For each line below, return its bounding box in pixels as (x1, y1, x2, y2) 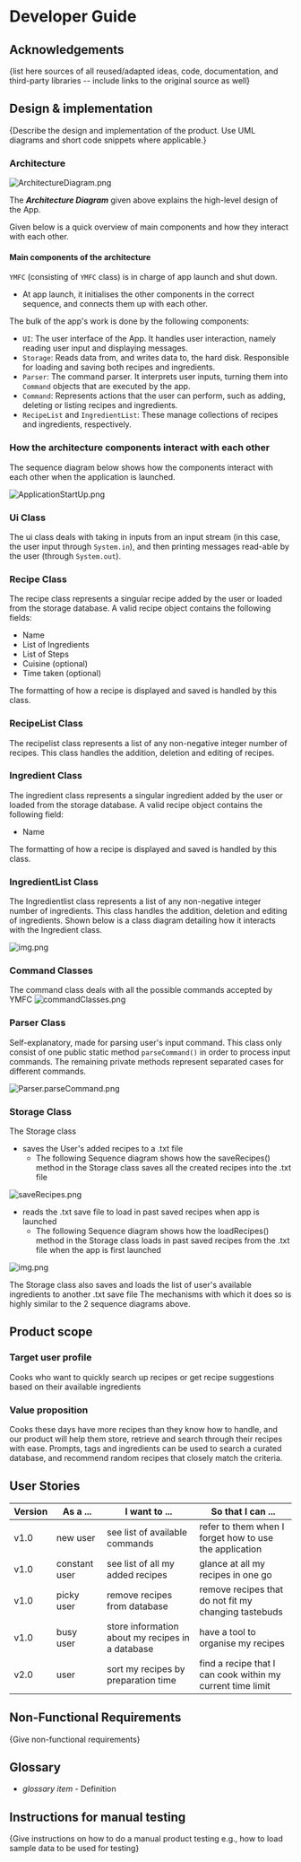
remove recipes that (199, 1583, 284, 1596)
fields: (9, 613, 33, 623)
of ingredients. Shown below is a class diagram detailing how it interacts (9, 915, 276, 926)
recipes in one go (199, 1568, 272, 1580)
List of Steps (21, 648, 70, 660)
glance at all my (199, 1557, 266, 1570)
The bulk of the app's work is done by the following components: (9, 316, 249, 326)
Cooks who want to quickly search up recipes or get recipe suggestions (9, 1371, 275, 1382)
